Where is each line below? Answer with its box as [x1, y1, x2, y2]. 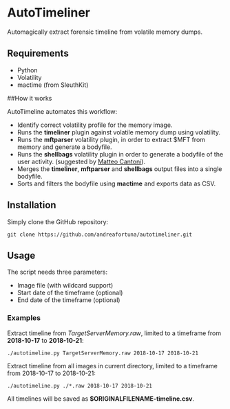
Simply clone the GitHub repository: [7, 217, 109, 226]
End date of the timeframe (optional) [17, 296, 121, 304]
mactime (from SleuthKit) [17, 81, 89, 89]
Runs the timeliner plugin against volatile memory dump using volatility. [17, 128, 220, 136]
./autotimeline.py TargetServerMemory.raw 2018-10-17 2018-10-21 [7, 350, 198, 357]
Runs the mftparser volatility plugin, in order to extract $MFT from [17, 135, 205, 143]
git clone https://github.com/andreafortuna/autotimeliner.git [7, 231, 193, 238]
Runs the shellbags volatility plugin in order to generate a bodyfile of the [17, 150, 224, 158]
